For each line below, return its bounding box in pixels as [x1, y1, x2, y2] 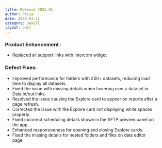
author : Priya [5, 12, 34, 16]
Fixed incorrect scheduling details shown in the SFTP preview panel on [12, 116, 154, 122]
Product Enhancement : [5, 41, 62, 48]
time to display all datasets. [12, 81, 67, 86]
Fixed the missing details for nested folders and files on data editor [12, 132, 146, 138]
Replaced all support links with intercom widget [12, 52, 107, 58]
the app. [12, 122, 29, 128]
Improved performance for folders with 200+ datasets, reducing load [12, 75, 150, 81]
